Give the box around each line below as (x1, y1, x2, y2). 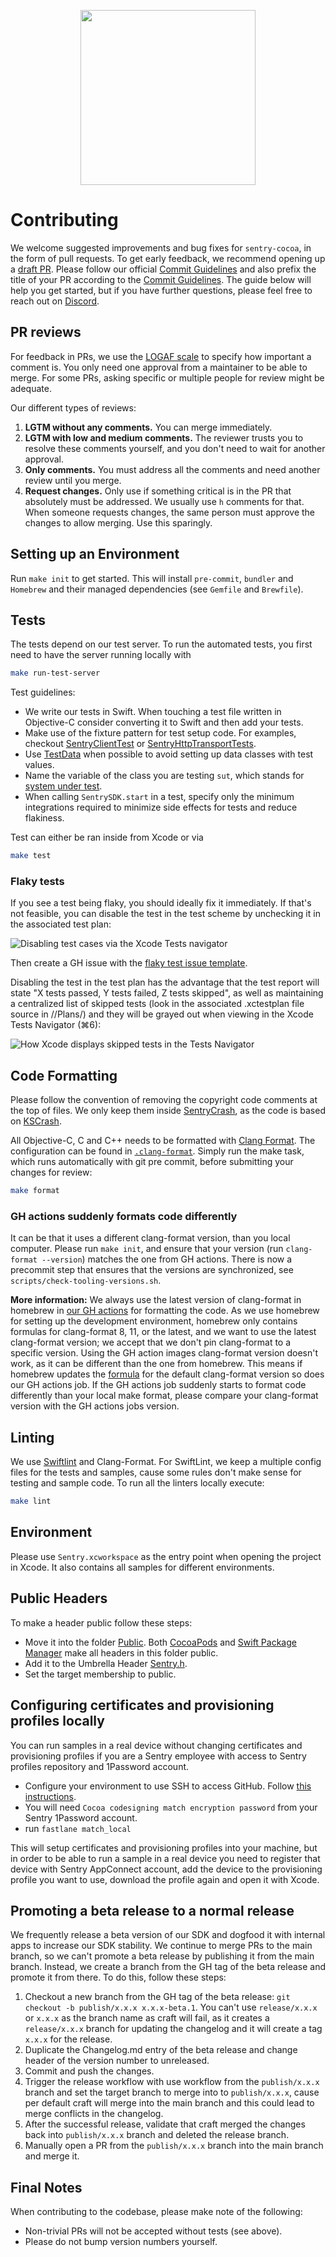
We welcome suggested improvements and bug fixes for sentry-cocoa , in (10, 241, 312, 254)
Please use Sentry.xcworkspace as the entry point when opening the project (10, 1550, 322, 1562)
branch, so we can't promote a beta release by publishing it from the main (10, 1950, 315, 1962)
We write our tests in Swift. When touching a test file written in (24, 706, 282, 718)
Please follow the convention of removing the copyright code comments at (10, 1094, 318, 1106)
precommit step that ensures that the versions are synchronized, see (10, 1264, 294, 1276)
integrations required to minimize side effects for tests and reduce (24, 801, 298, 814)
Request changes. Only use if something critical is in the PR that (24, 485, 292, 497)
